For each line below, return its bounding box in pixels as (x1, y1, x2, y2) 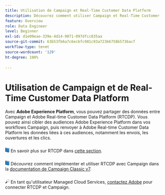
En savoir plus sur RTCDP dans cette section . (10, 148, 102, 154)
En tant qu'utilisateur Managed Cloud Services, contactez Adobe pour (10, 179, 153, 185)
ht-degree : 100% (5, 55, 38, 60)
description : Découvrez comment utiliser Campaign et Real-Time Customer (5, 13, 160, 18)
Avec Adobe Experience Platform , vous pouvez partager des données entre (5, 109, 160, 115)
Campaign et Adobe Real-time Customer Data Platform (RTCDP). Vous (5, 114, 148, 120)
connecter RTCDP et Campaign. (5, 184, 70, 190)
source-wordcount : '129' (5, 49, 56, 54)
